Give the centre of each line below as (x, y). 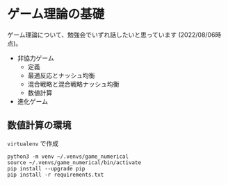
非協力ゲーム (35, 58)
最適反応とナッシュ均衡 (61, 75)
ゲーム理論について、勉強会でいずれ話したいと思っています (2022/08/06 (111, 35)
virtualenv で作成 (33, 143)
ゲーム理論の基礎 (56, 14)
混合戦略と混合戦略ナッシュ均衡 (73, 84)
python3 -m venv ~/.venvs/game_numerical (68, 157)
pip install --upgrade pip (46, 168)
